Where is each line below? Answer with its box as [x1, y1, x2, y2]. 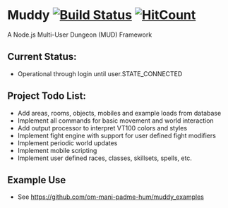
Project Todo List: [7, 90, 87, 102]
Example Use [7, 173, 66, 186]
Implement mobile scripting [17, 146, 97, 154]
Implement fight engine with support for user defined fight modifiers [17, 131, 217, 140]
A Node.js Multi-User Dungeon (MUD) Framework [7, 30, 152, 39]
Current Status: [7, 51, 77, 63]
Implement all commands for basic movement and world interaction [17, 116, 214, 125]
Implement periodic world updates [17, 138, 118, 147]
